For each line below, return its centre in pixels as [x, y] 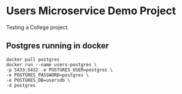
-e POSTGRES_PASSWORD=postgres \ [48, 75]
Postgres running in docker [57, 46]
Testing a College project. [38, 27]
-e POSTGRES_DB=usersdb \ [38, 80]
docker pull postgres [33, 59]
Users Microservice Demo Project [91, 11]
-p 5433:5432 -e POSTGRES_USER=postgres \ [59, 70]
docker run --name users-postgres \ [51, 64]
